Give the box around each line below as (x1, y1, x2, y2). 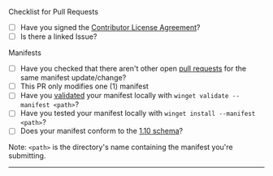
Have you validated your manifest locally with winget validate (19, 91, 229, 101)
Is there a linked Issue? (19, 32, 97, 41)
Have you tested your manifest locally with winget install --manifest (19, 109, 256, 118)
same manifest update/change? (19, 73, 127, 83)
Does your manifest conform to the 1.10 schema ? (19, 126, 184, 136)
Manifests (8, 48, 42, 58)
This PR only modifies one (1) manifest (19, 81, 149, 92)
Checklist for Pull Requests (8, 7, 99, 16)
